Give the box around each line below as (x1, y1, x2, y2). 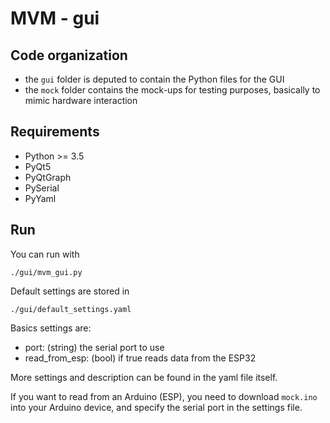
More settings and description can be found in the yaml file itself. (10, 371, 278, 383)
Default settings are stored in (10, 285, 130, 297)
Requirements (10, 123, 100, 141)
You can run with (10, 248, 80, 260)
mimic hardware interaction (24, 95, 138, 106)
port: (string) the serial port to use (24, 341, 165, 353)
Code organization (10, 47, 128, 64)
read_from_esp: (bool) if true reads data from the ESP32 (24, 352, 257, 364)
